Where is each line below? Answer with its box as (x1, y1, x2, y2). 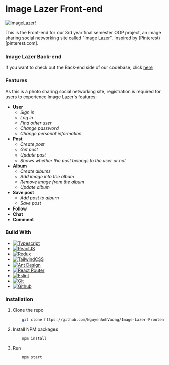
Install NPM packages (12, 326, 58, 332)
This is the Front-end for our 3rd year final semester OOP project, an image (5, 29, 161, 35)
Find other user (20, 120, 52, 126)
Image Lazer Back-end (5, 53, 62, 60)
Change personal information (20, 130, 82, 136)
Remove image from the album (20, 179, 85, 185)
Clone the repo (12, 307, 44, 314)
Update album (20, 184, 50, 190)
